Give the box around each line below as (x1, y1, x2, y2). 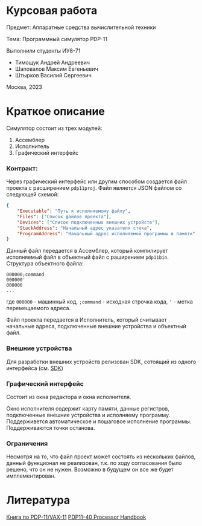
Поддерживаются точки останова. (6, 424, 95, 431)
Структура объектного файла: (6, 260, 84, 267)
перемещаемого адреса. (6, 305, 71, 312)
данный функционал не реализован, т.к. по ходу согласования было (6, 459, 182, 467)
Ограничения (6, 439, 48, 447)
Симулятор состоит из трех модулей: (6, 125, 103, 132)
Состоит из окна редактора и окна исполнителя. (6, 393, 131, 400)
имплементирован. (6, 472, 56, 479)
